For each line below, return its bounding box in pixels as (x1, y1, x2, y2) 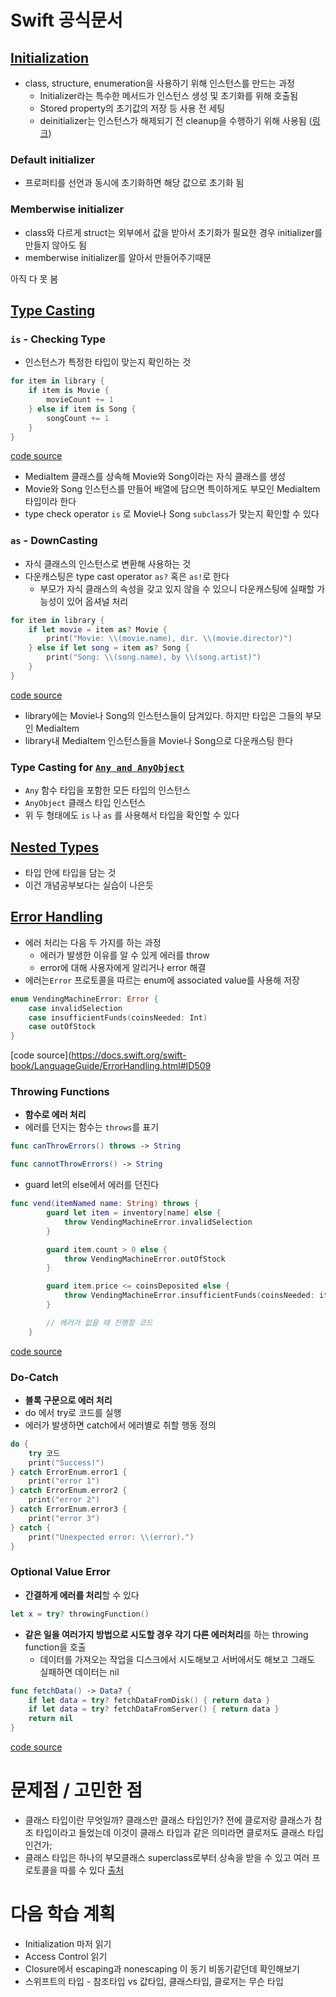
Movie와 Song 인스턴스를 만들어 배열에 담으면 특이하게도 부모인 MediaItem (24, 483, 321, 495)
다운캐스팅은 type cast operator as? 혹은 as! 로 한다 (24, 570, 230, 582)
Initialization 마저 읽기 (24, 1937, 112, 1950)
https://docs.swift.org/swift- (71, 1049, 187, 1061)
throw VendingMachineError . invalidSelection (63, 1217, 253, 1227)
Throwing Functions (10, 1085, 110, 1099)
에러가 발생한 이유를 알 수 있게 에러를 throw (39, 949, 210, 961)
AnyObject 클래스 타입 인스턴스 (24, 797, 146, 809)
